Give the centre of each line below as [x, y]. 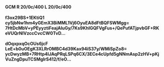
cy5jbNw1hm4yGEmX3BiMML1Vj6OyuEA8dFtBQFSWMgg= [67, 23]
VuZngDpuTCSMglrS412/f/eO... [38, 59]
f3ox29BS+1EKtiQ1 [25, 18]
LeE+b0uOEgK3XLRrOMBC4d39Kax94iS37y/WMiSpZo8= [66, 49]
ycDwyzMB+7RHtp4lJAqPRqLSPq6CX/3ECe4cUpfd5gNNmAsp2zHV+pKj [82, 54]
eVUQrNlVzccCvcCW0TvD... [35, 33]
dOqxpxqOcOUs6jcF [27, 44]
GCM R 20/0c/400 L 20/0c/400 [38, 7]
